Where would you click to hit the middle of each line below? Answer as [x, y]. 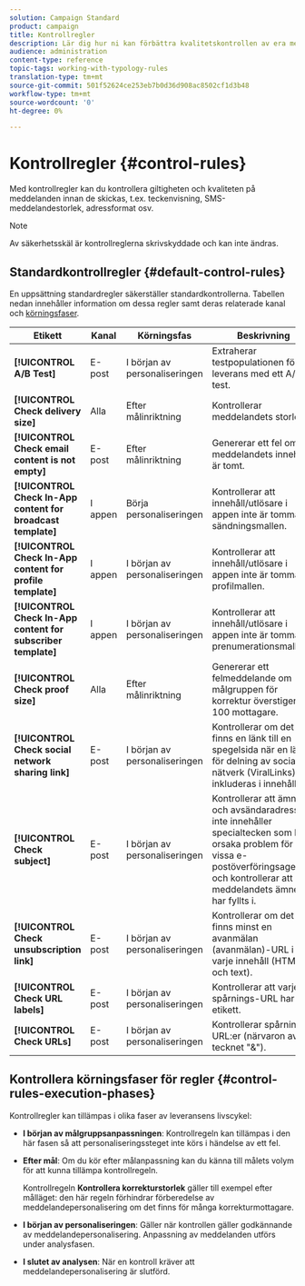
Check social [43, 749]
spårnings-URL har [253, 998]
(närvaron [265, 1036]
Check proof [42, 689]
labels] [29, 1010]
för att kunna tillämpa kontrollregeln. [90, 1170]
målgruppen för [245, 689]
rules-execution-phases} [83, 1094]
